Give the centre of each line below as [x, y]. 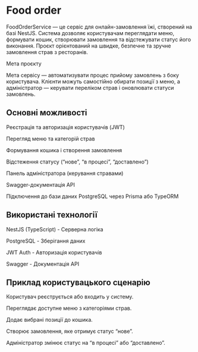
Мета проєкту [24, 64]
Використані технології [52, 215]
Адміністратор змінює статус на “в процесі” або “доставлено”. [86, 343]
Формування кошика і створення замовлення [64, 150]
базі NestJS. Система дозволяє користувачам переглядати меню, [90, 33]
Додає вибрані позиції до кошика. [50, 320]
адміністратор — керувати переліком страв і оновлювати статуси [90, 87]
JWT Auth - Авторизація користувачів [54, 252]
